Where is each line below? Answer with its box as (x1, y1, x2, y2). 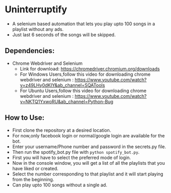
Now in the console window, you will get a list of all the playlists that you (12, 160, 165, 166)
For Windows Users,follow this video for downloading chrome (20, 71, 151, 77)
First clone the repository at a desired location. (12, 127, 111, 133)
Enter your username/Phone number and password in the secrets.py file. (12, 143, 166, 150)
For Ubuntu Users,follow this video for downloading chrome (20, 87, 147, 94)
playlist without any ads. (12, 26, 64, 32)
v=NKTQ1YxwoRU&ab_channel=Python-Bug (20, 98, 113, 104)
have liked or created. (12, 165, 59, 171)
